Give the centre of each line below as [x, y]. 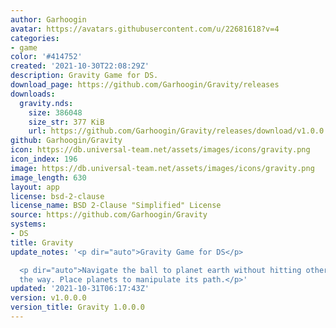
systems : [28, 224]
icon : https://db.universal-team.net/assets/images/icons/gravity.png [160, 150]
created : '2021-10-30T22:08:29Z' [80, 66]
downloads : [33, 94]
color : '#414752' [46, 57]
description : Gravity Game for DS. [84, 76]
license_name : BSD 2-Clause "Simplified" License [116, 206]
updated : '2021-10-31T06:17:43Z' [80, 289]
